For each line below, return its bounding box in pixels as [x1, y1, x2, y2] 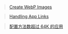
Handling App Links [9, 14, 49, 19]
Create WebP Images [9, 4, 52, 10]
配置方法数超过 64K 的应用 [9, 24, 63, 29]
